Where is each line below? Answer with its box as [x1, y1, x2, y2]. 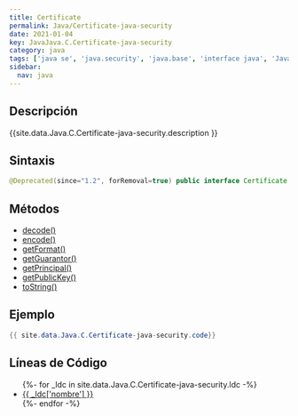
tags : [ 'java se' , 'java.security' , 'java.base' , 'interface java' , [9, 54, 268, 63]
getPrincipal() [21, 263, 73, 274]
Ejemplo [9, 308, 55, 323]
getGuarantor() [21, 253, 77, 264]
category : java [9, 46, 66, 55]
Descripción [9, 104, 78, 119]
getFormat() [21, 244, 67, 254]
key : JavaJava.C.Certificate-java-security [9, 37, 173, 47]
